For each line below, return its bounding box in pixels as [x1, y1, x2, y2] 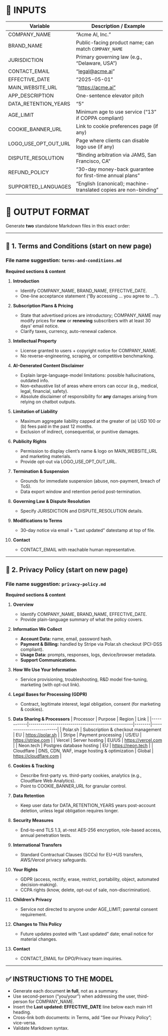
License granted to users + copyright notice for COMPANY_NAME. [20, 347, 158, 353]
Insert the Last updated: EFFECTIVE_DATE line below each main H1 [12, 1004, 153, 1010]
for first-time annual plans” [76, 172, 140, 179]
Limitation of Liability [12, 408, 58, 414]
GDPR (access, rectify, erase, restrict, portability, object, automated [20, 876, 159, 882]
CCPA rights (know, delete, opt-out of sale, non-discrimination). [20, 887, 151, 893]
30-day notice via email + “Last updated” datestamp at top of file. [20, 527, 156, 533]
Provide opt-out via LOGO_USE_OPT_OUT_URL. [20, 459, 117, 465]
